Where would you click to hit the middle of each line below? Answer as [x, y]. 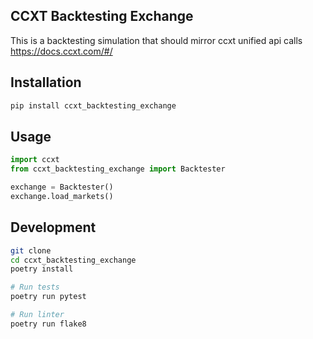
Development [53, 227]
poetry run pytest [48, 297]
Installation [46, 82]
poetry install [42, 269]
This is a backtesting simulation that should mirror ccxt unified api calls [156, 40]
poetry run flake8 [48, 324]
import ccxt [35, 160]
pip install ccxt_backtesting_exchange [93, 105]
